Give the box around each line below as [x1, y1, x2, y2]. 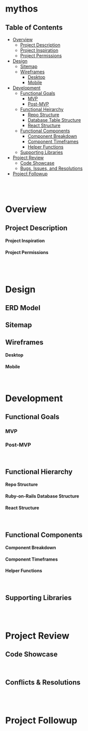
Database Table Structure [27, 117, 81, 123]
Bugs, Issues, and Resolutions [20, 165, 83, 171]
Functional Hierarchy [5, 467, 73, 476]
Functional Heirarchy [20, 107, 64, 112]
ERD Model [5, 304, 40, 312]
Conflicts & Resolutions [5, 678, 81, 687]
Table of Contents [5, 23, 63, 32]
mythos [5, 3, 38, 15]
